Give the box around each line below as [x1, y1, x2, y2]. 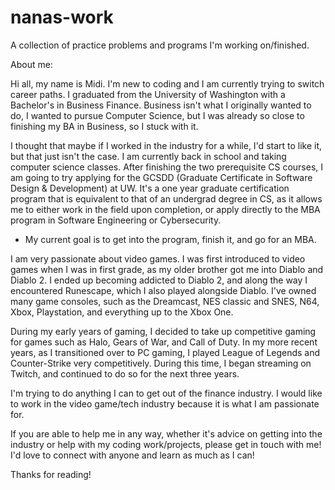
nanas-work [10, 6, 114, 29]
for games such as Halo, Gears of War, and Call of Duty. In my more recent [10, 336, 318, 348]
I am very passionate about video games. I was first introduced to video [10, 252, 306, 265]
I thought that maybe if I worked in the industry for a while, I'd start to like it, [10, 139, 323, 151]
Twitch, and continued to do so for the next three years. [10, 367, 240, 380]
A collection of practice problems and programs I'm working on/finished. [10, 39, 310, 51]
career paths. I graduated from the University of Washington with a [10, 88, 286, 100]
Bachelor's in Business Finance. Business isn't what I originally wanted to [10, 99, 312, 111]
